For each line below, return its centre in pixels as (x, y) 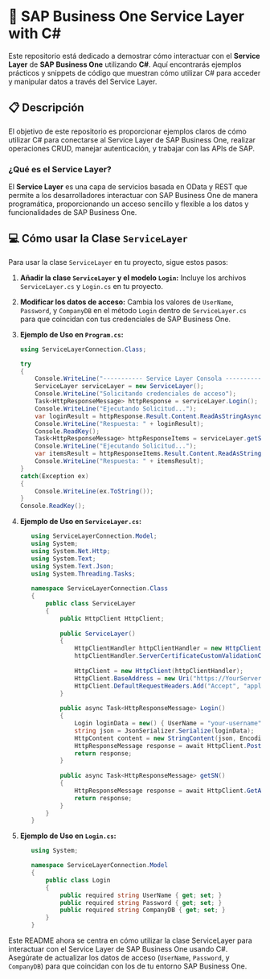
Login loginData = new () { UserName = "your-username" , (170, 724)
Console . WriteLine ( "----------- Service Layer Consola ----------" (150, 379)
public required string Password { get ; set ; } (141, 903)
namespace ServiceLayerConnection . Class (100, 589)
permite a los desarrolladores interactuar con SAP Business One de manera (133, 196)
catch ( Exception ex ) (54, 476)
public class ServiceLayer (90, 604)
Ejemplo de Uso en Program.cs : (72, 334)
